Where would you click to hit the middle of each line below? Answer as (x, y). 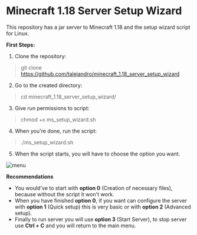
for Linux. (18, 33)
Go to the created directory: (48, 85)
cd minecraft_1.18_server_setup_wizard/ (68, 97)
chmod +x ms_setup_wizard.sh (58, 120)
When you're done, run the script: (56, 131)
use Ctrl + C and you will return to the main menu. (75, 226)
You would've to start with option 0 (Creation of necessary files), (93, 188)
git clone (31, 67)
